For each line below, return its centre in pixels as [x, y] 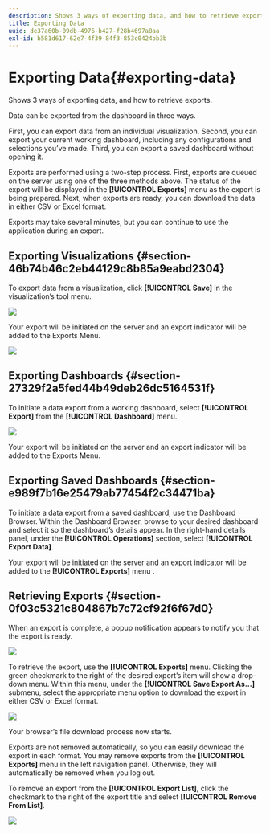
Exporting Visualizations [71, 256]
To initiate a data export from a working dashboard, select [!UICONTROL [129, 407]
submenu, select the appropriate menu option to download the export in [127, 692]
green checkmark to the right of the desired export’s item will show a [122, 676]
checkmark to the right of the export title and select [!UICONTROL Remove [133, 797]
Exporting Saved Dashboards [83, 481]
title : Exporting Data [46, 23]
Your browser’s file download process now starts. [90, 732]
